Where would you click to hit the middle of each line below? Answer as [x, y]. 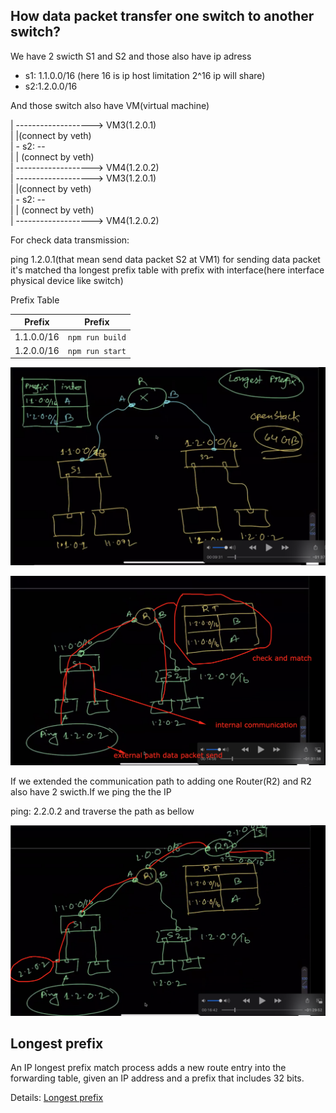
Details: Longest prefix [57, 1098]
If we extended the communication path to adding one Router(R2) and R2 [161, 781]
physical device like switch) [67, 280]
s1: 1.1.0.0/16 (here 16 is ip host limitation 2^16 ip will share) [145, 75]
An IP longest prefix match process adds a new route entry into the [148, 1068]
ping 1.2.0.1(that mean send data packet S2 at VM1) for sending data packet [165, 259]
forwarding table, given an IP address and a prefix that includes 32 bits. [157, 1078]
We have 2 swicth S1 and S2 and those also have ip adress [131, 56]
